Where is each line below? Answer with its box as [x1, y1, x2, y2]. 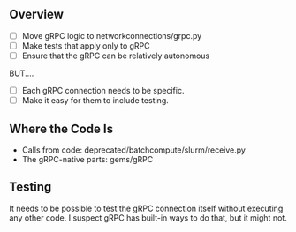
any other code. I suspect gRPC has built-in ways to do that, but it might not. [9, 212, 287, 223]
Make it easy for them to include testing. [21, 95, 170, 106]
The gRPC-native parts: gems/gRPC [21, 153, 154, 164]
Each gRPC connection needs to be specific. [21, 86, 185, 95]
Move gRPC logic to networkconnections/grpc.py [21, 30, 202, 41]
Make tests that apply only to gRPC [21, 40, 150, 51]
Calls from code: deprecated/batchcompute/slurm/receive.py [21, 145, 246, 155]
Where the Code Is [9, 121, 113, 136]
